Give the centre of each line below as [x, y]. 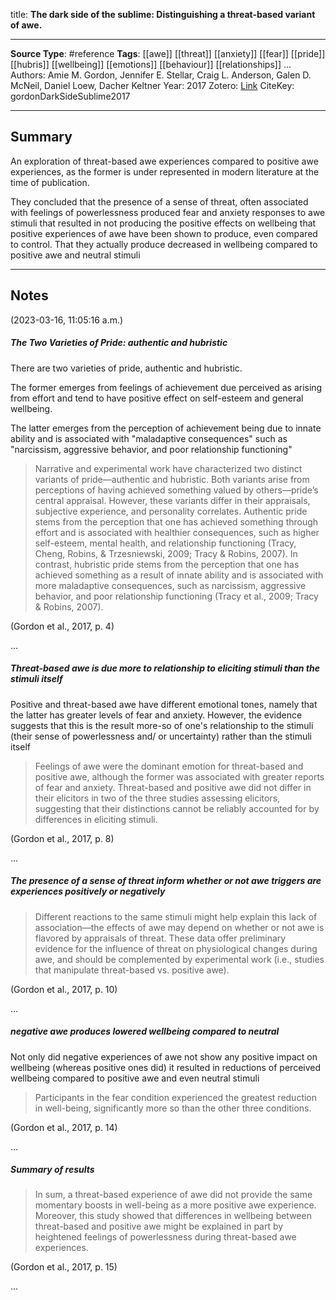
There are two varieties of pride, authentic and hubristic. [126, 368]
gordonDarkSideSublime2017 [70, 96]
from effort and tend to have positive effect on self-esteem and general [157, 398]
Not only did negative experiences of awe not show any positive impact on [164, 1056]
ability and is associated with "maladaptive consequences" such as [149, 438]
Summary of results [52, 1170]
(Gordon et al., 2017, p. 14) [64, 1127]
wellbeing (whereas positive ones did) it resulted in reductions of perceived [166, 1067]
